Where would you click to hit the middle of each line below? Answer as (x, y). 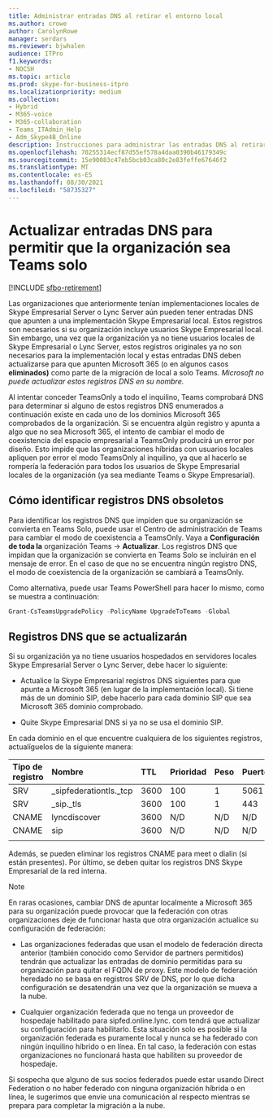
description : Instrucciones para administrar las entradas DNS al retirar (138, 145)
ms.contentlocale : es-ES (50, 175)
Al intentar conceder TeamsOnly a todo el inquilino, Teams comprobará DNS (136, 397)
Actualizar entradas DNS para (111, 230)
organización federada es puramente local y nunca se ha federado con (139, 1038)
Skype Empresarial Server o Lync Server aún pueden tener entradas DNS (131, 312)
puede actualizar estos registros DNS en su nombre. (96, 381)
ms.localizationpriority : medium (65, 92)
